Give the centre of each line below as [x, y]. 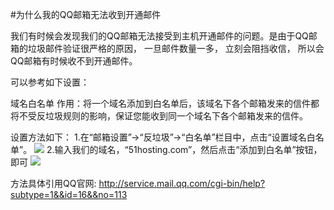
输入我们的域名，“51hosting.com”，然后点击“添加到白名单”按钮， [188, 149]
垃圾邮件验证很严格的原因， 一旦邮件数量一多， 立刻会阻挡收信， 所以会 [176, 48]
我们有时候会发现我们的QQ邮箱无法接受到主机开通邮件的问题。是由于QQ [159, 36]
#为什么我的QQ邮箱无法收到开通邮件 [86, 14]
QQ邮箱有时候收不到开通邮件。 [74, 61]
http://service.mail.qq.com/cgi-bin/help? [182, 183]
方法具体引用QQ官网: [53, 183]
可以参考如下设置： [50, 82]
